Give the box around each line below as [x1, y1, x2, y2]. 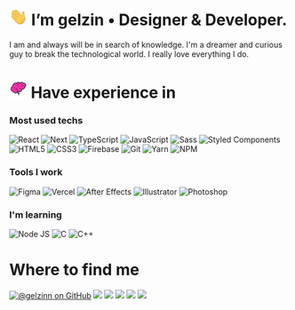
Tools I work [9, 166, 63, 179]
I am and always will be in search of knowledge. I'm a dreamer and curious [9, 39, 283, 50]
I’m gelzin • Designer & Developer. [30, 10, 287, 30]
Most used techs [9, 115, 84, 127]
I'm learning [9, 208, 62, 220]
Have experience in [30, 83, 176, 103]
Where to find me [9, 260, 140, 280]
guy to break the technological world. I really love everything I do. [9, 48, 250, 60]
